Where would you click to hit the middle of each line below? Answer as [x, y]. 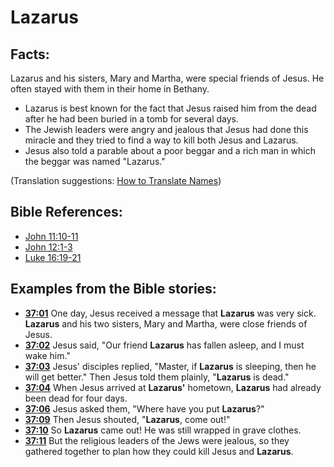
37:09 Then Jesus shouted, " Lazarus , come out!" [127, 419]
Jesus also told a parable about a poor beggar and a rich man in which [170, 150]
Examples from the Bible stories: [113, 289]
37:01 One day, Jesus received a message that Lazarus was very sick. [170, 313]
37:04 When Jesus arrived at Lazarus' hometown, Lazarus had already [173, 387]
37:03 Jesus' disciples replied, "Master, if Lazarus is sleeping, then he [170, 366]
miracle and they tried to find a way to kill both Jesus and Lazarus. [161, 140]
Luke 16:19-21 [53, 257]
